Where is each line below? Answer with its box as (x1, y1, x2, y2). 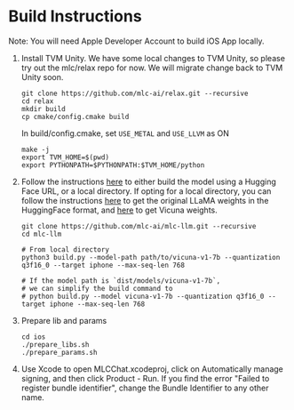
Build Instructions (8, 6, 143, 27)
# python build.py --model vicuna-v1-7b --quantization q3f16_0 (20, 292, 265, 301)
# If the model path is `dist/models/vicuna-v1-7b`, (20, 276, 221, 285)
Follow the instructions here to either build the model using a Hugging (20, 176, 277, 187)
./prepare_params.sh (20, 348, 98, 357)
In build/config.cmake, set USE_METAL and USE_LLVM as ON (20, 127, 230, 139)
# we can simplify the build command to (20, 284, 173, 293)
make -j (20, 145, 50, 154)
